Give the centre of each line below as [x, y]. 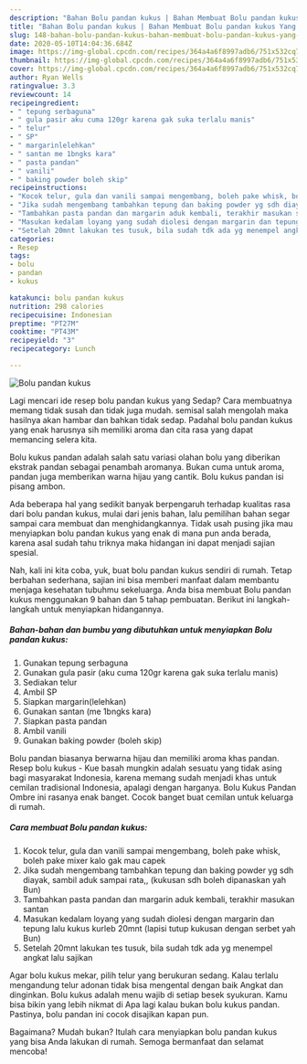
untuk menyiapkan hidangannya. [102, 609]
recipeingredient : [44, 103]
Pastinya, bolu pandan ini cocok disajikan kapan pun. [109, 1014]
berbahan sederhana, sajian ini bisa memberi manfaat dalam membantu [144, 580]
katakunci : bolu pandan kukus [67, 298]
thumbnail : [30, 60]
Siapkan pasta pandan [65, 721]
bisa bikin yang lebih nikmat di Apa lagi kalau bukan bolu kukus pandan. [145, 1004]
